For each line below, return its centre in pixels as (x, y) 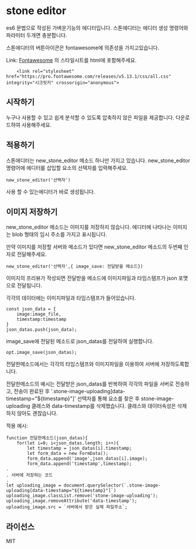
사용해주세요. (36, 125)
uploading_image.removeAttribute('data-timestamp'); (72, 501)
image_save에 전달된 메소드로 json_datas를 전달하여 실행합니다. (80, 342)
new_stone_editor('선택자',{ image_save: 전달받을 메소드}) (75, 267)
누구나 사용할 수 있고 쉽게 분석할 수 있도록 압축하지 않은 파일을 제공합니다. (90, 117)
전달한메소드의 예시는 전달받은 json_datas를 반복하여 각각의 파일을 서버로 (90, 384)
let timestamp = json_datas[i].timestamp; (80, 448)
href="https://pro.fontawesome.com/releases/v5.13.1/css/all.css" (89, 76)
